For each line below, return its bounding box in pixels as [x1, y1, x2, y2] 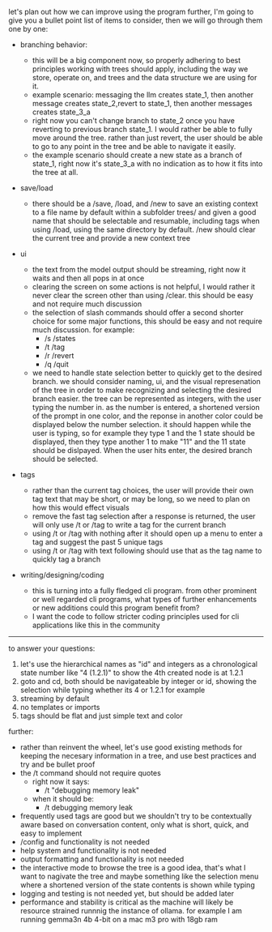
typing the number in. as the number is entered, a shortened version [32, 403, 261, 412]
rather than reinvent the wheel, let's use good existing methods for [19, 742, 243, 752]
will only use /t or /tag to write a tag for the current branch [32, 520, 227, 529]
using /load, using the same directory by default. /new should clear [32, 224, 257, 234]
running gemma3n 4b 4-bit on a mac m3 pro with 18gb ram [19, 915, 219, 924]
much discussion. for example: [32, 325, 135, 335]
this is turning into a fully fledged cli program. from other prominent [32, 586, 257, 595]
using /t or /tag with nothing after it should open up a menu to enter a [32, 528, 263, 538]
